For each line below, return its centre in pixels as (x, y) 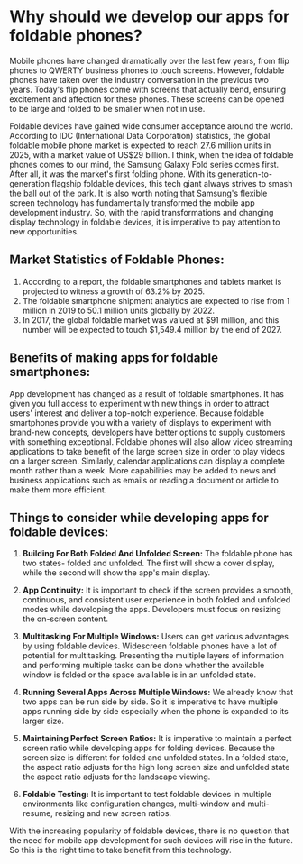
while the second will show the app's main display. (116, 573)
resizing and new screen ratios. (114, 813)
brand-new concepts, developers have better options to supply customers (147, 432)
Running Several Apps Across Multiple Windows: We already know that (158, 693)
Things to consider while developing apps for (139, 517)
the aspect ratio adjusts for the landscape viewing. (116, 777)
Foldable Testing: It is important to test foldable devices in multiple (147, 795)
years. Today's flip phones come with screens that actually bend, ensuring (148, 89)
